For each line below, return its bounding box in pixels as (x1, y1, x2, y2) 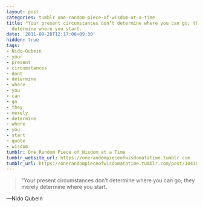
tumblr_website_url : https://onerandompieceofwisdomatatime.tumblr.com (6, 154, 190, 161)
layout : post (6, 8, 39, 15)
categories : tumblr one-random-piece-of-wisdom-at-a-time (6, 14, 155, 21)
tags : (6, 43, 20, 49)
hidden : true (6, 37, 39, 43)
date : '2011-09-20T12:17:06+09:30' (6, 31, 96, 37)
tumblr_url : (6, 161, 36, 167)
